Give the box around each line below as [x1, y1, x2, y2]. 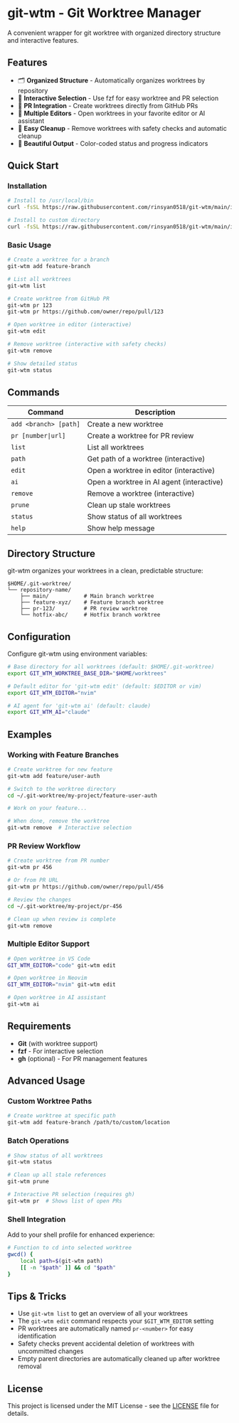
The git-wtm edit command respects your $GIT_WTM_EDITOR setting [17, 1317, 214, 1326]
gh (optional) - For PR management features [17, 1054, 148, 1062]
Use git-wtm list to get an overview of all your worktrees [17, 1309, 188, 1318]
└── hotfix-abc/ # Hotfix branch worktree [20, 612, 161, 619]
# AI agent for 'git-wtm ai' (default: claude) [7, 702, 152, 709]
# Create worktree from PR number [7, 857, 110, 865]
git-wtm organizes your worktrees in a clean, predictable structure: [7, 567, 204, 575]
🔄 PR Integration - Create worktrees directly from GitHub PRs [17, 101, 198, 110]
